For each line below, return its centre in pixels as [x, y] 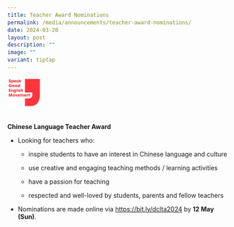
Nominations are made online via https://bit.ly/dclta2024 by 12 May [116, 209]
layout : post [27, 38]
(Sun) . [27, 216]
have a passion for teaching [69, 182]
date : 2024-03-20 [33, 30]
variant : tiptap [31, 60]
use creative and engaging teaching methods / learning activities [123, 167]
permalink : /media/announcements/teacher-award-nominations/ [100, 22]
